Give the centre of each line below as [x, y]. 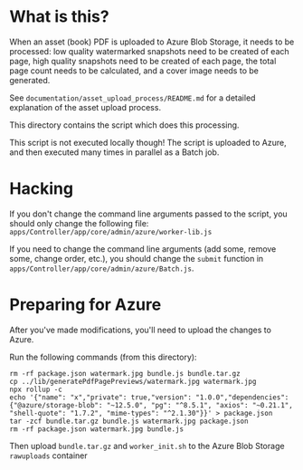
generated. [30, 80]
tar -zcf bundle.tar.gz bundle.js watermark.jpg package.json [129, 421]
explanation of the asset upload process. [85, 107]
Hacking [42, 189]
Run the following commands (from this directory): [103, 357]
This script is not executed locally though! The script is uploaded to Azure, [148, 142]
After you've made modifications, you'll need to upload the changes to [140, 330]
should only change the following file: [79, 223]
